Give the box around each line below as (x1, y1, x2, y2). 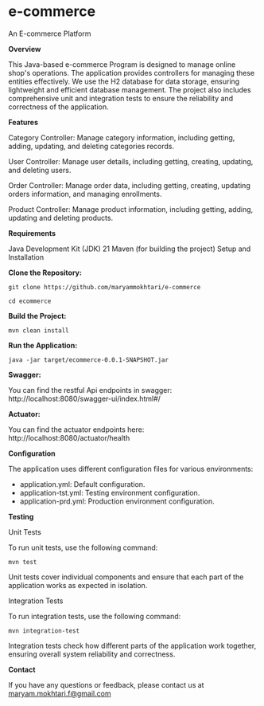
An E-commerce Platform (8, 29, 91, 38)
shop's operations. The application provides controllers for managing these (8, 68, 255, 77)
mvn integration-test (8, 626, 80, 635)
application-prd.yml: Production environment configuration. (19, 496, 215, 506)
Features (8, 117, 38, 127)
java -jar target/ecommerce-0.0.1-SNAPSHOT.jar (8, 355, 169, 364)
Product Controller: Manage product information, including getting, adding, (8, 204, 254, 214)
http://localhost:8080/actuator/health (8, 433, 130, 442)
